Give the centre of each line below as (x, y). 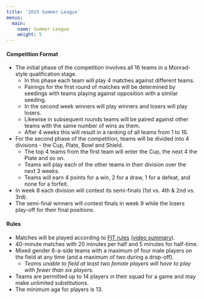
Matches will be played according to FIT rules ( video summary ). (95, 237)
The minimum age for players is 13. (59, 289)
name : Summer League (43, 29)
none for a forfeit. (46, 184)
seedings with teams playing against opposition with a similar (101, 93)
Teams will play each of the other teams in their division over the (105, 164)
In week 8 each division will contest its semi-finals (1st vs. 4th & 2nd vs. (105, 191)
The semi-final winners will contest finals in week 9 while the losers (100, 203)
